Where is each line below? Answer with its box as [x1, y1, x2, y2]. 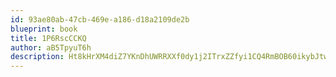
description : [10, 52, 65, 62]
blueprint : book [10, 24, 78, 34]
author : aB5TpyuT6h [10, 42, 92, 53]
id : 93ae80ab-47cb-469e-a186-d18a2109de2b [10, 14, 190, 25]
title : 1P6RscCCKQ [10, 33, 87, 43]
